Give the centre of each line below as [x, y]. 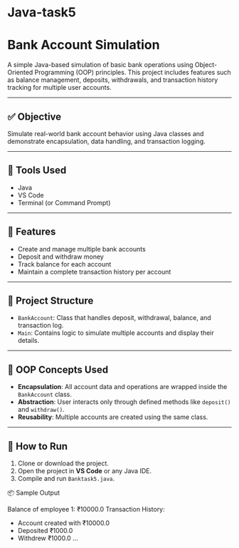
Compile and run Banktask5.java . [66, 479]
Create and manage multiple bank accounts [81, 249]
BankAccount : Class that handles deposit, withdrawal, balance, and [114, 318]
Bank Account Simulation [84, 45]
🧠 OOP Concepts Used [58, 369]
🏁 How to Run [38, 446]
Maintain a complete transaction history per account [94, 272]
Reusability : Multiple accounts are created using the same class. [113, 417]
